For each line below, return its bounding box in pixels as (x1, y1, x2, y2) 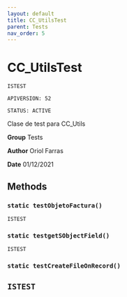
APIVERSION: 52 (7, 95, 52, 102)
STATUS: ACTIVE (7, 108, 52, 115)
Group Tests (7, 133, 43, 142)
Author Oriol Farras (7, 147, 64, 155)
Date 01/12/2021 (7, 160, 54, 168)
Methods (7, 180, 47, 192)
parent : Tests (7, 23, 49, 30)
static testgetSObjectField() (7, 231, 110, 240)
